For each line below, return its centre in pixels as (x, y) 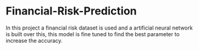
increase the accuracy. (34, 40)
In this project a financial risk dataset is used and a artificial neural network (99, 28)
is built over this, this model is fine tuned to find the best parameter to (93, 34)
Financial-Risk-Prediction (71, 11)
